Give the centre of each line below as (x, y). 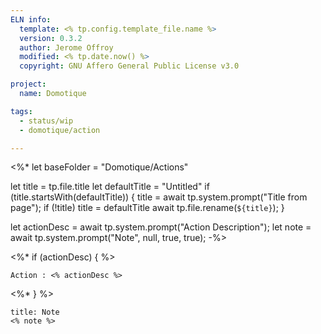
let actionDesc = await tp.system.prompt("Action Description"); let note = (161, 227)
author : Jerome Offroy (66, 47)
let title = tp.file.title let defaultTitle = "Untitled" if (110, 187)
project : (28, 84)
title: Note (35, 312)
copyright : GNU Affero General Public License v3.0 (129, 66)
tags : (21, 111)
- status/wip (46, 121)
